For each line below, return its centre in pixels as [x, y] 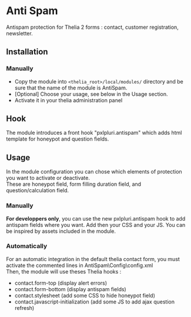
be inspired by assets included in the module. [61, 231]
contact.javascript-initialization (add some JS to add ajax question [95, 302]
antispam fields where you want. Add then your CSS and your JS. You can [96, 225]
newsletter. [20, 33]
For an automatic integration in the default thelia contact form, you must [93, 259]
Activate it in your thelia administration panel [68, 100]
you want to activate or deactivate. [48, 178]
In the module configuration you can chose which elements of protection [94, 172]
